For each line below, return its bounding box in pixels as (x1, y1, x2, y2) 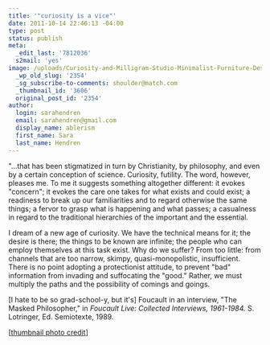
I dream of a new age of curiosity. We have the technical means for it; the (8, 228, 252, 237)
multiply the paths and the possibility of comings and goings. (8, 279, 211, 289)
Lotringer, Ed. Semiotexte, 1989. (8, 311, 114, 322)
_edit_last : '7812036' (15, 49, 92, 57)
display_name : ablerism (15, 124, 95, 132)
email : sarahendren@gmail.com (15, 117, 117, 125)
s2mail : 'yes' (15, 57, 63, 65)
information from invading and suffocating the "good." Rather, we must (8, 270, 243, 280)
